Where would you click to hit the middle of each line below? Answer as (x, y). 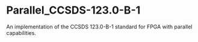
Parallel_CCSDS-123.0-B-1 (73, 10)
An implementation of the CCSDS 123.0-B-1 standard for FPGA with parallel (99, 27)
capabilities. (21, 33)
